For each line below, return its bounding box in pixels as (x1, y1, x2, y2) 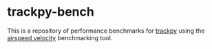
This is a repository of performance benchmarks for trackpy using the (7, 27, 205, 35)
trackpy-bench (7, 4, 94, 20)
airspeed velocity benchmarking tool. (7, 33, 113, 42)
